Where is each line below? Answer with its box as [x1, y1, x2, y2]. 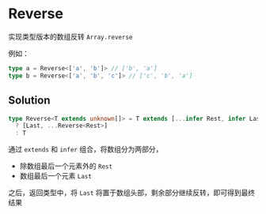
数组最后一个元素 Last [19, 171, 93, 181]
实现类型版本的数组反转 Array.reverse [8, 32, 133, 41]
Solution [8, 94, 51, 107]
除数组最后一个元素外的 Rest [19, 161, 113, 171]
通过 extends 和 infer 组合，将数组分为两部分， [8, 145, 163, 154]
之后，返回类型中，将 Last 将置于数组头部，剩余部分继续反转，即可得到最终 [8, 188, 256, 197]
